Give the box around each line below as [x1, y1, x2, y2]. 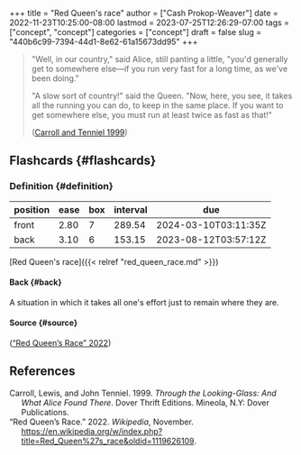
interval [114, 203, 148, 215]
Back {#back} [9, 277, 62, 287]
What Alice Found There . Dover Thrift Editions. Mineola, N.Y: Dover [21, 396, 270, 408]
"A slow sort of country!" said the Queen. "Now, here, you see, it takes [31, 90, 293, 101]
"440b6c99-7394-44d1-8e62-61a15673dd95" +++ [9, 36, 198, 47]
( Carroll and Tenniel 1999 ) [31, 127, 128, 138]
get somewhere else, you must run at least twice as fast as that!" [31, 110, 273, 120]
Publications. [21, 406, 69, 417]
